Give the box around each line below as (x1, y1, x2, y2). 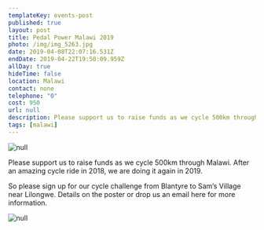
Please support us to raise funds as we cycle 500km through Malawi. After (8, 158, 250, 167)
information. (8, 198, 48, 207)
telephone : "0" (8, 92, 58, 100)
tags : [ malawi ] (8, 121, 58, 129)
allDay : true (8, 63, 51, 71)
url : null (8, 107, 41, 115)
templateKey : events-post (8, 11, 93, 20)
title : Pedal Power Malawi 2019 (8, 33, 114, 42)
